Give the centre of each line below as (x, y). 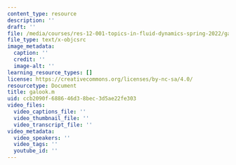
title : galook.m (31, 92)
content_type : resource (42, 14)
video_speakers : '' (42, 138)
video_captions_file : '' (50, 112)
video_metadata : (31, 131)
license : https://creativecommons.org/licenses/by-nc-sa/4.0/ (100, 79)
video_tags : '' (36, 145)
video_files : (26, 105)
